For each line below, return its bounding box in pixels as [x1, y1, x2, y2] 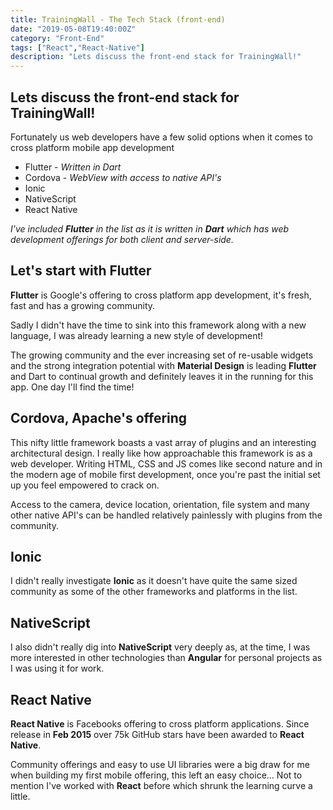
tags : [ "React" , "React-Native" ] [10, 42, 145, 53]
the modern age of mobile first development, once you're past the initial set [10, 468, 321, 480]
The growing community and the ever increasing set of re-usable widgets [10, 349, 314, 361]
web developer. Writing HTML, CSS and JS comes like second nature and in [10, 457, 323, 470]
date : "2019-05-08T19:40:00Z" [10, 24, 137, 34]
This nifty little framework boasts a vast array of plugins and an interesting [10, 436, 317, 448]
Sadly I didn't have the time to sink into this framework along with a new [10, 319, 307, 331]
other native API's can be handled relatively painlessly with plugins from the [10, 509, 323, 521]
